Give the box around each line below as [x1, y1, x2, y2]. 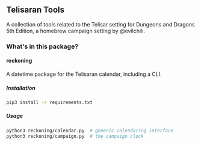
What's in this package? [6, 42, 79, 51]
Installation [6, 84, 36, 91]
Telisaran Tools [6, 5, 65, 15]
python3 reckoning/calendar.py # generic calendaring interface [6, 128, 173, 134]
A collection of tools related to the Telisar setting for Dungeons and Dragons [6, 20, 195, 28]
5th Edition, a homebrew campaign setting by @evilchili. [6, 27, 146, 34]
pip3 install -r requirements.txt [6, 99, 93, 105]
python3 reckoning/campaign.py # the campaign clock [6, 133, 144, 139]
